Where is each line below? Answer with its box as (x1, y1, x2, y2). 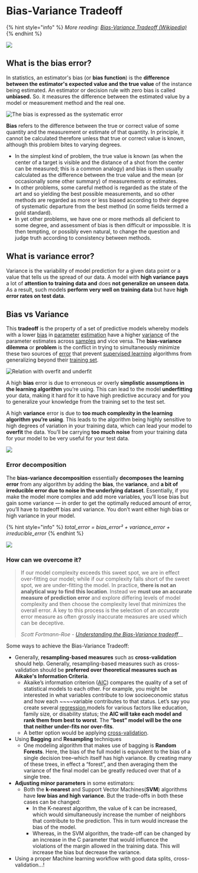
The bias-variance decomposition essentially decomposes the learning (6, 474, 184, 481)
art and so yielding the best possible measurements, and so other (14, 190, 175, 197)
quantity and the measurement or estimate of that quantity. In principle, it (6, 128, 184, 136)
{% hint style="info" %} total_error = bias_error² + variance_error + (6, 523, 170, 530)
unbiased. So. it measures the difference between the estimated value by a (6, 93, 190, 100)
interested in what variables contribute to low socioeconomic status (23, 691, 189, 698)
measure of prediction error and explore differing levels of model (20, 594, 181, 601)
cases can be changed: (23, 798, 81, 806)
